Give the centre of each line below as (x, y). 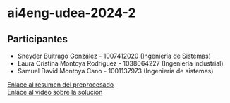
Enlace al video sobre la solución (55, 92)
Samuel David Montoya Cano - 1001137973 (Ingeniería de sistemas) (115, 71)
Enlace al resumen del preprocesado (61, 85)
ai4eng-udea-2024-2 (72, 13)
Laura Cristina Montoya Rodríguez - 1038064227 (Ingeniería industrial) (120, 63)
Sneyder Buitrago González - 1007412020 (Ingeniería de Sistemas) (114, 56)
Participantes (38, 39)
